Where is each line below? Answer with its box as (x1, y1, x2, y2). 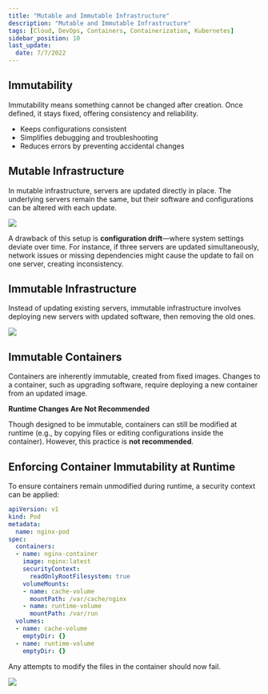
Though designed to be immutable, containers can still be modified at (8, 420, 238, 429)
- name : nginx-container (15, 550, 98, 558)
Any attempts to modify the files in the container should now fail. (8, 661, 222, 671)
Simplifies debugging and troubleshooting (19, 132, 158, 142)
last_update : (8, 42, 52, 50)
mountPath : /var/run (29, 610, 98, 618)
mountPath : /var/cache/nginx (29, 595, 127, 603)
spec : (8, 535, 26, 543)
